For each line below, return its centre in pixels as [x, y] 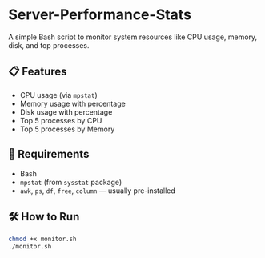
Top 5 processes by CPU [61, 120]
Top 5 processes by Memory [67, 129]
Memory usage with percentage [72, 103]
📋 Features [38, 72]
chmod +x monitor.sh [43, 239]
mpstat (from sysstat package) [71, 182]
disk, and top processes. [49, 45]
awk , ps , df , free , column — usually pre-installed [98, 191]
